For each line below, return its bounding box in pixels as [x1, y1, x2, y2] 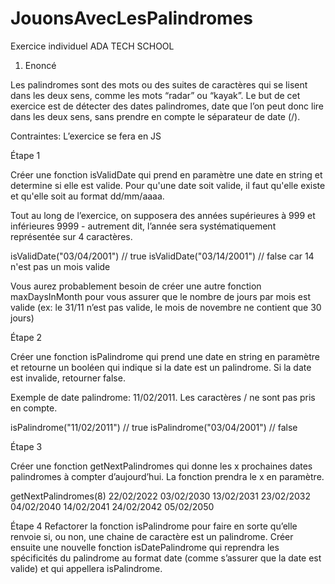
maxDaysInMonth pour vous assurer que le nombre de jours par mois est [10, 290, 311, 302]
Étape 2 [10, 331, 43, 343]
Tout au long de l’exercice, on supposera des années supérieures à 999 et [10, 209, 316, 221]
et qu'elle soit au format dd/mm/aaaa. [10, 190, 165, 202]
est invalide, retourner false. [10, 372, 126, 384]
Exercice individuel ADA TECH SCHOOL [10, 40, 175, 52]
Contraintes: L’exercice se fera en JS [10, 130, 162, 142]
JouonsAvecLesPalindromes [10, 7, 253, 30]
